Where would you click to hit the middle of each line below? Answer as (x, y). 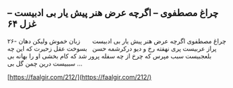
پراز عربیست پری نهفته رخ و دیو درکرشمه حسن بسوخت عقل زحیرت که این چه (112, 48)
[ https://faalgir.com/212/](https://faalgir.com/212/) (80, 77)
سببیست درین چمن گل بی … (45, 63)
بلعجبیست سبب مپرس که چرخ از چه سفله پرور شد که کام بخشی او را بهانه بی (109, 56)
